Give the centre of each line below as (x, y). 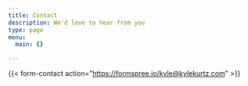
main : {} (29, 45)
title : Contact (33, 15)
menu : (17, 37)
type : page (26, 30)
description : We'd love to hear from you (77, 23)
